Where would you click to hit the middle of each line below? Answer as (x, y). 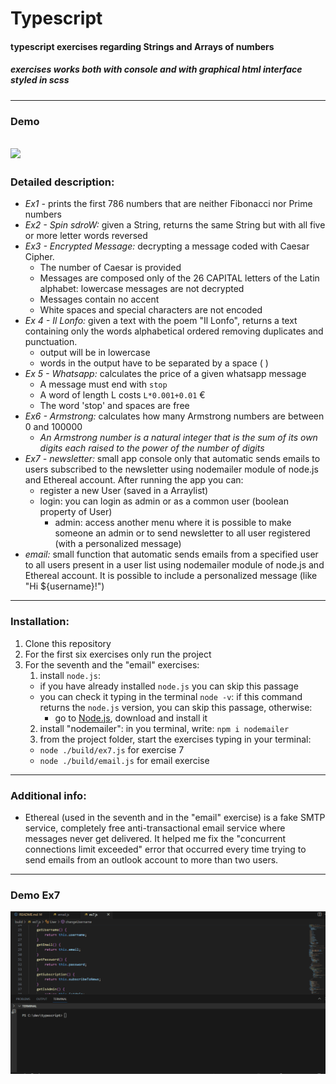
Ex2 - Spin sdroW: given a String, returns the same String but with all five (175, 225)
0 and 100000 (53, 427)
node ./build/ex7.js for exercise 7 (112, 749)
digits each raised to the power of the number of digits (152, 448)
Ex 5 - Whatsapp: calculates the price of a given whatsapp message (165, 374)
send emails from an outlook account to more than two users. (151, 859)
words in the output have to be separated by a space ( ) (154, 363)
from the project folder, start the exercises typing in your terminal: (175, 739)
